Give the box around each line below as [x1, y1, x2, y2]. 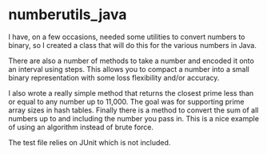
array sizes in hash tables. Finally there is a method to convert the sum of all [8, 105, 259, 115]
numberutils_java [8, 6, 127, 24]
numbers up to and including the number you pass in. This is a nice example [8, 113, 260, 123]
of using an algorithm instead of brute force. [8, 122, 154, 132]
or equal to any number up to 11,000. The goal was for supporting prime [8, 97, 245, 106]
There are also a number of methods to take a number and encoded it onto [8, 56, 254, 65]
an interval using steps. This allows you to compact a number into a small [8, 64, 250, 73]
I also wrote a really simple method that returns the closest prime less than [8, 88, 254, 97]
